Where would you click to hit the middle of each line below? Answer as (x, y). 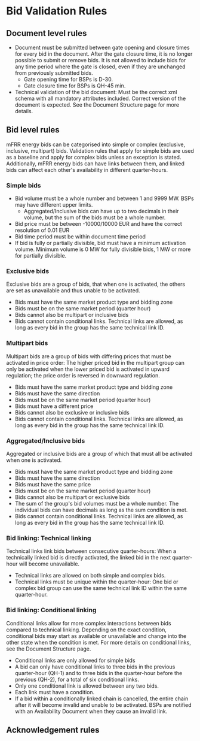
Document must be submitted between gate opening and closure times (102, 47)
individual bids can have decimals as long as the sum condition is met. (101, 510)
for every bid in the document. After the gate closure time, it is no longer (104, 54)
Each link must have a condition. (55, 692)
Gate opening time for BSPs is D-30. (68, 79)
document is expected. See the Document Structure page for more (97, 105)
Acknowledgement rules (53, 730)
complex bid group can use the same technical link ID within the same (101, 588)
